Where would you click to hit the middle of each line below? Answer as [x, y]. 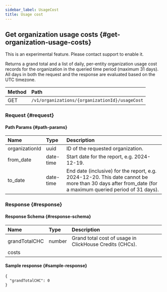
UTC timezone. [20, 80]
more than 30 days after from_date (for [112, 184]
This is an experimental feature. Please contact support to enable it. [75, 54]
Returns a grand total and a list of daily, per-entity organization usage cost [81, 64]
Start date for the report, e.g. [100, 157]
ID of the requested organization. [105, 149]
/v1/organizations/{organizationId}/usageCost [87, 100]
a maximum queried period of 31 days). [113, 190]
